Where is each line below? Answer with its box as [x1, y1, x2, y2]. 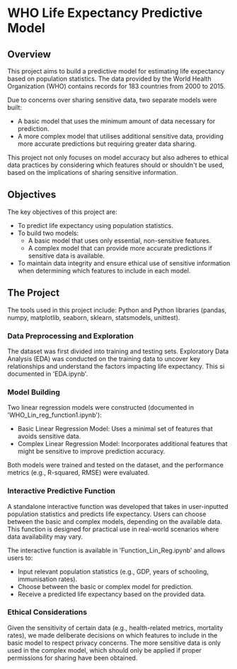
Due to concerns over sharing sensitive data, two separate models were [7, 96, 217, 104]
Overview [7, 48, 52, 60]
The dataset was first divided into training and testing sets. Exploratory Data [7, 347, 229, 355]
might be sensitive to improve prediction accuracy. [17, 447, 166, 456]
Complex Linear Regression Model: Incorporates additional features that [17, 440, 228, 448]
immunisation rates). [17, 575, 78, 583]
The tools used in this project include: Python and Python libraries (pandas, [7, 306, 227, 314]
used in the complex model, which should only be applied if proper [7, 646, 202, 654]
